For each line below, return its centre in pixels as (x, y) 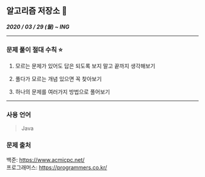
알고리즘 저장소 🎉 (37, 11)
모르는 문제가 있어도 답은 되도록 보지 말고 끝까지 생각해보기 (85, 66)
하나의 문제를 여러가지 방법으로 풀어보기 (63, 92)
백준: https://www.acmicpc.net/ (45, 159)
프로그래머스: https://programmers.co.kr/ (57, 167)
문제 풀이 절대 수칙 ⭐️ (34, 49)
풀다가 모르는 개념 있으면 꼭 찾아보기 (58, 79)
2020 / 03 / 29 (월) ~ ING (38, 27)
